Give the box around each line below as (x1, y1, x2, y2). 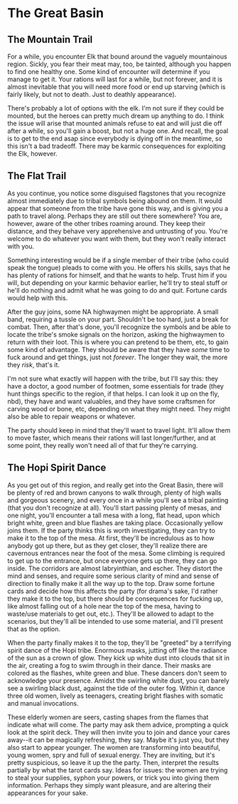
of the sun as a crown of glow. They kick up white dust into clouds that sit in (7, 654, 229, 662)
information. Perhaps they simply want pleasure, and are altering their (7, 780, 212, 789)
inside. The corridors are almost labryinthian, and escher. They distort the (7, 564, 223, 572)
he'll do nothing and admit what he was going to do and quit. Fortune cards (7, 286, 227, 294)
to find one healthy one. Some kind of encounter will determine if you (7, 68, 210, 76)
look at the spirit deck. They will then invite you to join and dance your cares (7, 728, 231, 736)
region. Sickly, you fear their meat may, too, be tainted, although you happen (7, 60, 232, 68)
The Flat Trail (7, 170, 67, 182)
